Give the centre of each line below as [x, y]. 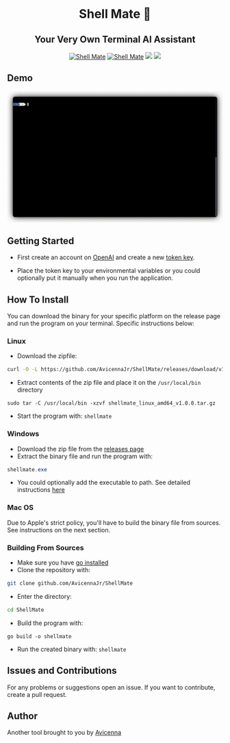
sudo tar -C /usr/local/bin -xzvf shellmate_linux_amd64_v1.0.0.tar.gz [111, 403]
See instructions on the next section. [59, 530]
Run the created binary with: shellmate [72, 649]
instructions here [41, 490]
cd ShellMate [26, 610]
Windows [23, 434]
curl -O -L [23, 370]
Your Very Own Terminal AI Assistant [115, 39]
